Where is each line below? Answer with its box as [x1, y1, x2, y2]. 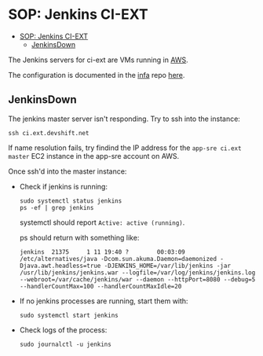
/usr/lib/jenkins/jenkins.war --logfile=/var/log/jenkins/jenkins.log [19, 269, 256, 277]
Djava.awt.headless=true [19, 262, 101, 270]
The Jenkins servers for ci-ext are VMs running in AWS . [8, 55, 188, 64]
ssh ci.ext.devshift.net [8, 129, 89, 137]
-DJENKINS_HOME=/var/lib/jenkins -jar [104, 262, 232, 270]
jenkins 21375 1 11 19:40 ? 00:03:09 [19, 248, 186, 256]
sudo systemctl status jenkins [19, 196, 122, 205]
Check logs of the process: [19, 325, 108, 335]
